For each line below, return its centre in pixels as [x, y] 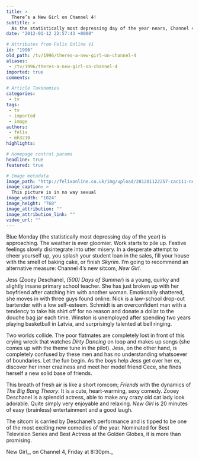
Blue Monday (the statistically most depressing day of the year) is [86, 237]
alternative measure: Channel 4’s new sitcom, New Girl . [73, 268]
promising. [19, 440]
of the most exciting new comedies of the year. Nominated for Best [88, 428]
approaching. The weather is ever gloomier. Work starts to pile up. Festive [96, 243]
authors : [17, 127]
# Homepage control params [39, 154]
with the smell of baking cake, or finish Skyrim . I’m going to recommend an [97, 262]
